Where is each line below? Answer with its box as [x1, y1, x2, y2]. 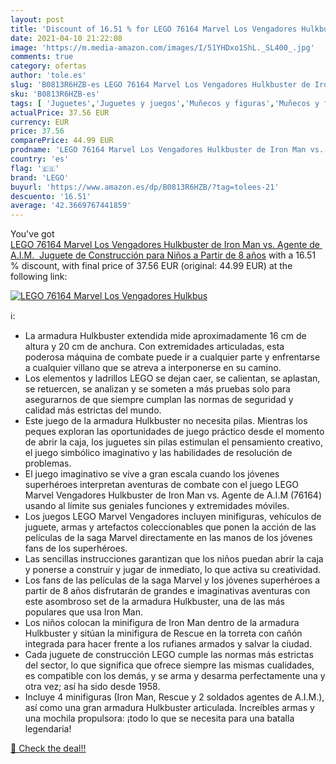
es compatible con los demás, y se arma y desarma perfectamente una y [24, 670, 326, 682]
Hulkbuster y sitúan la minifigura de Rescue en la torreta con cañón [24, 627, 303, 640]
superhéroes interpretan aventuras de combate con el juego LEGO [24, 479, 300, 491]
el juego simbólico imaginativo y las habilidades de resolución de [24, 447, 293, 459]
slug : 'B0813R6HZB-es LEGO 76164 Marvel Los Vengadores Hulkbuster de [10, 80, 311, 90]
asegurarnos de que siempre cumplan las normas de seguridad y [24, 394, 294, 406]
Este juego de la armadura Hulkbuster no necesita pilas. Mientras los [24, 415, 308, 427]
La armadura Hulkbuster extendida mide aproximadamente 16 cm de [24, 330, 307, 342]
